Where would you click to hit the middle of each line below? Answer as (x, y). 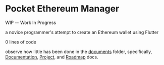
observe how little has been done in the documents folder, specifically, (79, 51)
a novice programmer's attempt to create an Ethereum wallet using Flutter (82, 32)
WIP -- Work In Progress (31, 22)
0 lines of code (21, 42)
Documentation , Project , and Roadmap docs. (52, 57)
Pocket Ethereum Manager (62, 9)
